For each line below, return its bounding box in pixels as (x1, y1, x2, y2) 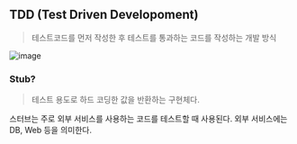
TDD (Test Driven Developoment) (9, 7, 199, 22)
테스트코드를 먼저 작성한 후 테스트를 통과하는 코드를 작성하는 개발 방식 (31, 31, 277, 43)
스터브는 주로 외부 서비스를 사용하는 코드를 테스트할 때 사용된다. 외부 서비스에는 (9, 113, 288, 124)
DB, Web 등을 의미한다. (9, 125, 93, 136)
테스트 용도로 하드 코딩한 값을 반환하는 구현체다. (31, 94, 200, 105)
